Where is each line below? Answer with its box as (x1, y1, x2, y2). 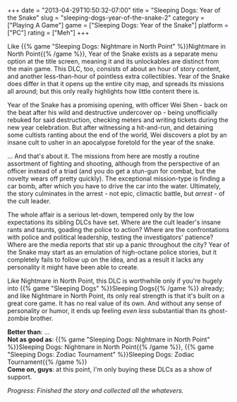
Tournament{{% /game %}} (7, 358, 87, 366)
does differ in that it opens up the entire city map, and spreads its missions (7, 80, 224, 87)
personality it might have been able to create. (7, 263, 139, 271)
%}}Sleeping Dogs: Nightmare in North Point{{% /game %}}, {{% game (7, 343, 214, 351)
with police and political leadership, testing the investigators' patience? (7, 233, 214, 241)
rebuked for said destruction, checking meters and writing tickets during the (7, 116, 229, 124)
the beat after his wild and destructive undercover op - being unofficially (7, 109, 218, 116)
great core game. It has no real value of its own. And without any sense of (7, 299, 222, 307)
